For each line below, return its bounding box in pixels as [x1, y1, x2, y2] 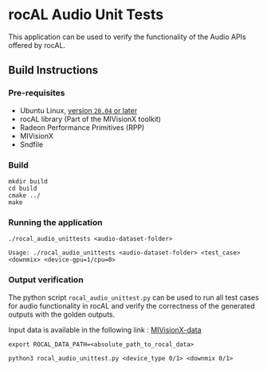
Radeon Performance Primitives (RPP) [19, 122, 145, 132]
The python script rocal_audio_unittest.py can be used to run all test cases [8, 293, 259, 302]
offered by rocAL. [8, 40, 66, 49]
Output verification [8, 274, 84, 285]
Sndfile [19, 140, 44, 149]
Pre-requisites [8, 88, 65, 99]
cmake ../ [8, 191, 41, 199]
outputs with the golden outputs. [8, 309, 116, 319]
